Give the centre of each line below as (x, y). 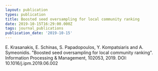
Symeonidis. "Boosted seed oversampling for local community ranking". (79, 52)
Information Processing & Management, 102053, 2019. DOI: (66, 58)
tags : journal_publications (34, 28)
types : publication (25, 14)
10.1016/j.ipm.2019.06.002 (32, 63)
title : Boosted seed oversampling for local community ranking (72, 19)
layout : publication (27, 10)
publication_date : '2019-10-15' (39, 33)
